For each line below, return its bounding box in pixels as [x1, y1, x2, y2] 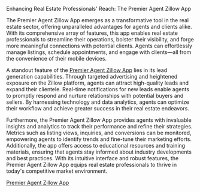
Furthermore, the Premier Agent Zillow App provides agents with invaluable [6, 116, 192, 124]
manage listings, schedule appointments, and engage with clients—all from [6, 49, 192, 56]
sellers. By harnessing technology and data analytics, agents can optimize [6, 98, 190, 106]
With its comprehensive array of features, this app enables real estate [6, 29, 178, 37]
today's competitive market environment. [6, 167, 108, 175]
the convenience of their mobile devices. [6, 55, 107, 62]
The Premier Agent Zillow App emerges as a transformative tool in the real [6, 17, 189, 23]
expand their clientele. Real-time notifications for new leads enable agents [6, 86, 190, 92]
